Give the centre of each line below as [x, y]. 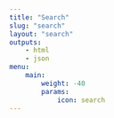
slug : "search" [37, 26]
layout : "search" [41, 34]
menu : [19, 67]
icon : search [81, 100]
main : [36, 75]
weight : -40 [64, 83]
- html [37, 51]
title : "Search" [39, 17]
